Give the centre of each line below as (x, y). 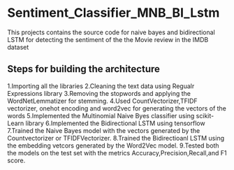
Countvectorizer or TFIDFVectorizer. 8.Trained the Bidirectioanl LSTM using (116, 138)
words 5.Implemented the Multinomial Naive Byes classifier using (101, 115)
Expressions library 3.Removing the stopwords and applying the (99, 93)
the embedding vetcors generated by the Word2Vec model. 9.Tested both (113, 146)
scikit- (205, 115)
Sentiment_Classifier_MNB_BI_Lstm (114, 13)
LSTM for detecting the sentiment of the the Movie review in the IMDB (108, 39)
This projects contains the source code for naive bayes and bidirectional (111, 32)
